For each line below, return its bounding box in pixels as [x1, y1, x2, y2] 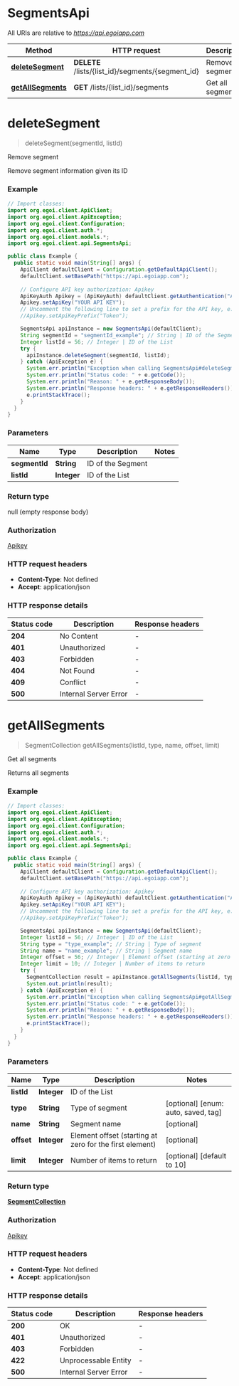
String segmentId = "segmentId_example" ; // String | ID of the [20, 332, 215, 339]
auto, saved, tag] [166, 1107, 222, 1117]
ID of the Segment [87, 458, 148, 468]
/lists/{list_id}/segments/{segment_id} [73, 66, 199, 76]
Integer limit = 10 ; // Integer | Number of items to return [20, 961, 205, 968]
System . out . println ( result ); [26, 980, 113, 987]
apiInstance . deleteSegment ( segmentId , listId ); [26, 351, 171, 359]
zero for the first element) [70, 1139, 156, 1149]
